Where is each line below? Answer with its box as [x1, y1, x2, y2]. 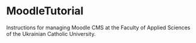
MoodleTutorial [6, 4, 84, 18]
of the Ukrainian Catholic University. [6, 30, 96, 37]
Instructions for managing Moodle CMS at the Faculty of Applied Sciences [6, 24, 191, 31]
